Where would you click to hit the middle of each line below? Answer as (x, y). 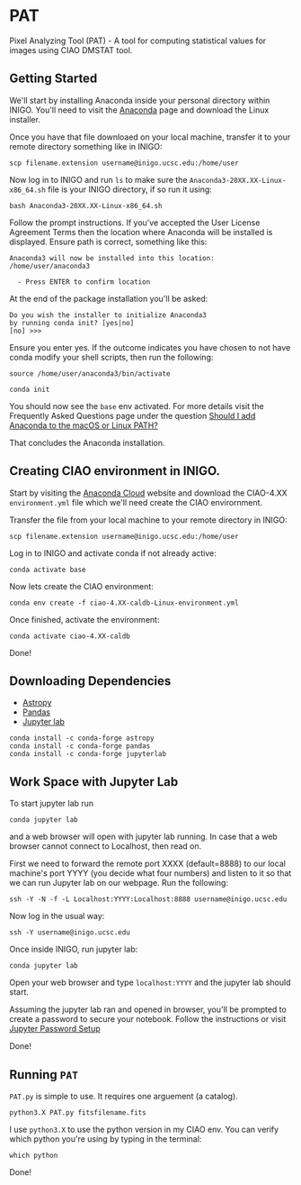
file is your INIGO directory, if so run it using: (130, 189)
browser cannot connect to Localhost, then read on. (106, 846)
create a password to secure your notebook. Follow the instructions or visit (148, 1019)
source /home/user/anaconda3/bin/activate (90, 374)
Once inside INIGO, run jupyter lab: (74, 949)
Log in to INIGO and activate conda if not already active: (113, 553)
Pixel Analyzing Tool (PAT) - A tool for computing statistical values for (138, 41)
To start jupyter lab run (52, 804)
